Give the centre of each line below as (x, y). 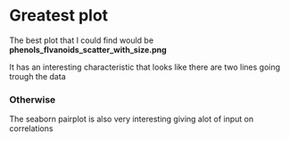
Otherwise (33, 99)
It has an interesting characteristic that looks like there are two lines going (145, 67)
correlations (31, 129)
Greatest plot (59, 16)
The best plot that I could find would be (82, 40)
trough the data (37, 76)
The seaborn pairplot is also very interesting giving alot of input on (132, 119)
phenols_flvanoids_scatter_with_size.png (88, 49)
